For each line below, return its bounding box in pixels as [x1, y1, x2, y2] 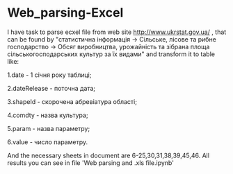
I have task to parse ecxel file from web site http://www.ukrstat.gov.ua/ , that [7, 28, 227, 36]
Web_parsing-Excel [7, 5, 124, 21]
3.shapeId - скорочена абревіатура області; [7, 97, 138, 105]
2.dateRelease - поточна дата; [7, 84, 96, 92]
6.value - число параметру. [7, 137, 88, 146]
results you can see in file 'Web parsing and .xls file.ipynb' [7, 158, 174, 167]
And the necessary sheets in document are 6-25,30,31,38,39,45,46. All [7, 151, 210, 159]
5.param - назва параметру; [7, 124, 90, 132]
